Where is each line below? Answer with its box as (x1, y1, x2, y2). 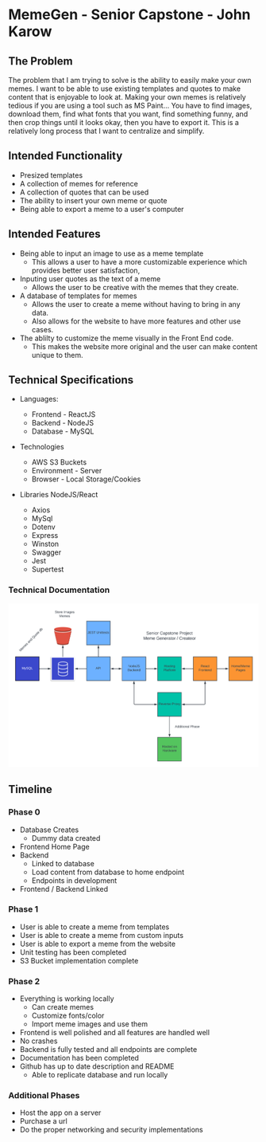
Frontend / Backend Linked (19, 884, 109, 893)
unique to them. (31, 350, 83, 359)
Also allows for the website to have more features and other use (31, 316, 241, 326)
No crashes (19, 1036, 58, 1046)
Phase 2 (8, 975, 40, 987)
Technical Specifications (8, 373, 134, 387)
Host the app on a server (19, 1108, 102, 1117)
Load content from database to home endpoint (31, 867, 185, 877)
